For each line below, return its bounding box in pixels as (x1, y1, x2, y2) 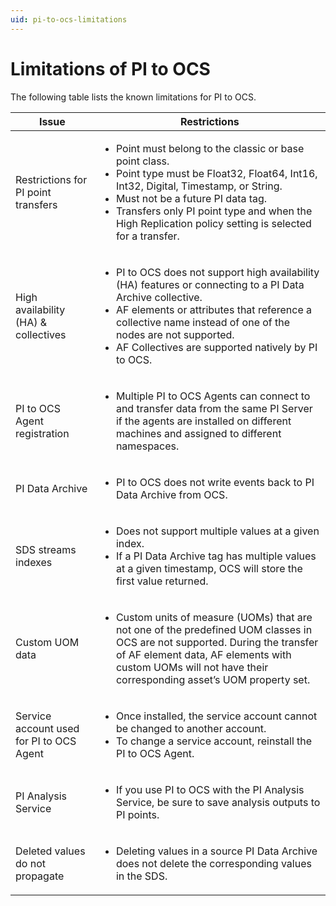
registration (15, 426, 70, 440)
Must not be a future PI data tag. (115, 191, 268, 205)
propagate (15, 869, 65, 883)
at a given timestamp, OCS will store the (115, 561, 303, 575)
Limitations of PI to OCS (10, 57, 211, 80)
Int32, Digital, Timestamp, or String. (115, 179, 283, 193)
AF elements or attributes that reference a (115, 302, 313, 316)
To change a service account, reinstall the (115, 734, 313, 748)
